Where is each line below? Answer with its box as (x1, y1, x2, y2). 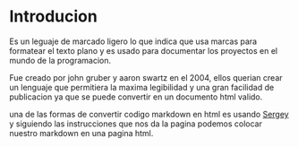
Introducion (9, 6, 98, 27)
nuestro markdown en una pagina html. (9, 127, 154, 138)
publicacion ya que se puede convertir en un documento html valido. (9, 91, 263, 102)
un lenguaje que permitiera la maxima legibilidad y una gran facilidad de (9, 82, 275, 92)
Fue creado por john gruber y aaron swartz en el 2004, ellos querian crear (9, 72, 284, 82)
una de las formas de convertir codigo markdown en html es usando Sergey (9, 108, 289, 119)
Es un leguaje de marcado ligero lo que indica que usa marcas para (9, 36, 258, 47)
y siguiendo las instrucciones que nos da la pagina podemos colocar (9, 118, 262, 129)
